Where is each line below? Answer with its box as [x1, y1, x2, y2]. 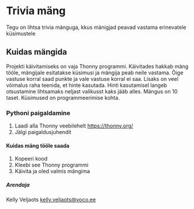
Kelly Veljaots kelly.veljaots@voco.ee [6, 196, 96, 203]
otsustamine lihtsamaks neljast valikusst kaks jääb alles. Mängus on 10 [6, 87, 178, 95]
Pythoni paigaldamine [6, 109, 71, 117]
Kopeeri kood [14, 155, 48, 162]
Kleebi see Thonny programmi [14, 161, 89, 169]
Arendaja [6, 181, 30, 188]
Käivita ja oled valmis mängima [14, 168, 90, 175]
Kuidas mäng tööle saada [6, 142, 70, 149]
